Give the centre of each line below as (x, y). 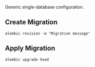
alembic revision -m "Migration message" (48, 33)
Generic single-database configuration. (45, 7)
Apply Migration (30, 48)
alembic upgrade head (27, 59)
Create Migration (31, 22)
